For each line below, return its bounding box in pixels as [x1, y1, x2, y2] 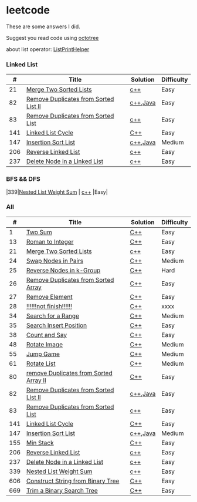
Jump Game [26, 350, 60, 358]
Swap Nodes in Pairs [26, 257, 84, 265]
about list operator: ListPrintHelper [6, 45, 90, 53]
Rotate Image [26, 340, 63, 348]
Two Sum [26, 228, 52, 236]
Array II [26, 376, 47, 385]
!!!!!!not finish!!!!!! [26, 302, 72, 310]
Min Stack [26, 439, 54, 447]
